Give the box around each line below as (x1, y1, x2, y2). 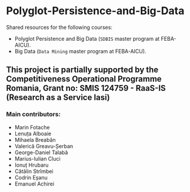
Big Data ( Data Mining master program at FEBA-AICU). (14, 47, 146, 54)
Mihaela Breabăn (14, 136, 56, 143)
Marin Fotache (14, 123, 50, 131)
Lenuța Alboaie (14, 130, 52, 137)
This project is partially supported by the (6, 65, 159, 75)
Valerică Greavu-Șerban (14, 142, 74, 149)
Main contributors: (6, 110, 61, 119)
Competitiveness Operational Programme (6, 74, 162, 84)
